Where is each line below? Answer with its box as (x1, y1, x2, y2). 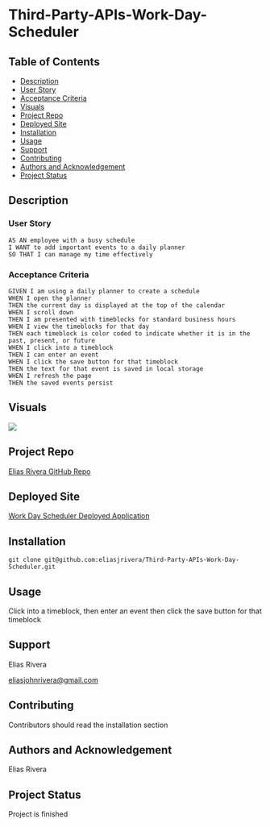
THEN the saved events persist (8, 379, 114, 387)
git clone (8, 556, 42, 564)
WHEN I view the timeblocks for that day (8, 322, 150, 330)
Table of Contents (8, 55, 101, 69)
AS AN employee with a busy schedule (8, 236, 135, 244)
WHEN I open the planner (8, 294, 92, 302)
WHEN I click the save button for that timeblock (8, 357, 179, 366)
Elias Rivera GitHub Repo (8, 466, 91, 476)
